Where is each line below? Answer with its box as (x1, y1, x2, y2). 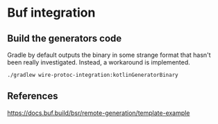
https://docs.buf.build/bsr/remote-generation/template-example (7, 109, 190, 117)
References (7, 90, 58, 102)
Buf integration (7, 5, 96, 21)
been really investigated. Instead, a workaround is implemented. (7, 58, 191, 67)
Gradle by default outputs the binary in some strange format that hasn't (7, 51, 211, 59)
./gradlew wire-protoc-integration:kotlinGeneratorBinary (7, 71, 178, 78)
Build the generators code (7, 33, 122, 44)
